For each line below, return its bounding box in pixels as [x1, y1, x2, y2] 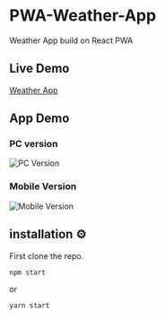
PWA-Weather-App [9, 5, 157, 26]
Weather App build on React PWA [9, 35, 134, 46]
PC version [9, 138, 58, 151]
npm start [9, 268, 47, 277]
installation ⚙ [9, 227, 87, 242]
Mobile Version [9, 180, 77, 193]
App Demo [9, 111, 70, 126]
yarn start [9, 301, 50, 310]
